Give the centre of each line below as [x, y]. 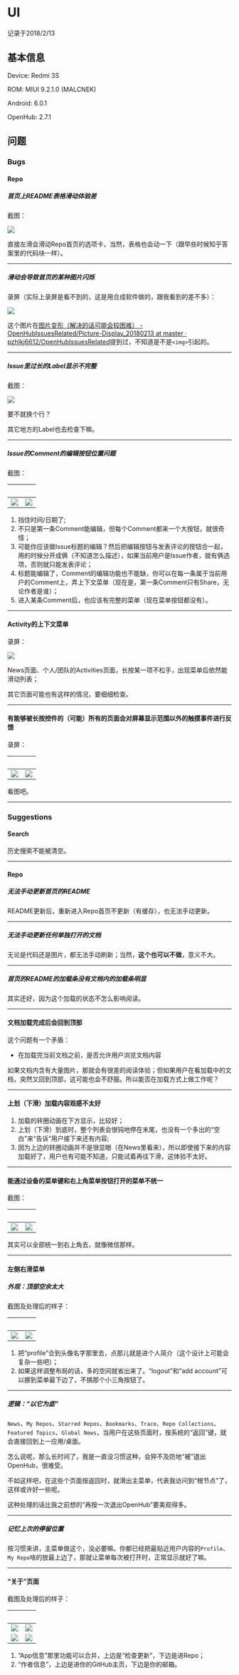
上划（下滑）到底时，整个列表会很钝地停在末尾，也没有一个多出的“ [116, 1129]
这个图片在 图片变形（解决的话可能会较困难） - [75, 325]
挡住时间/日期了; [42, 520]
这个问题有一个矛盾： [38, 1040]
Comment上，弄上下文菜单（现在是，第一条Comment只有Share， [127, 582]
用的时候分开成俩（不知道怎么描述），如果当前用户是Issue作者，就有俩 [121, 555]
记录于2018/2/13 [31, 33]
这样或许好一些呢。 [36, 1489]
